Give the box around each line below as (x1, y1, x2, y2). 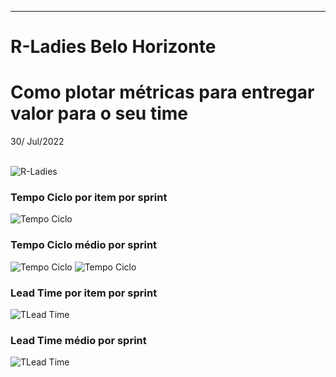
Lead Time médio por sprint (10, 333, 147, 347)
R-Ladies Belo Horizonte (10, 36, 217, 58)
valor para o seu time (10, 102, 188, 125)
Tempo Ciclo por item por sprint (10, 191, 168, 205)
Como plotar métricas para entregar (10, 81, 315, 104)
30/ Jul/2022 (10, 136, 65, 148)
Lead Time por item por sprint (10, 286, 158, 300)
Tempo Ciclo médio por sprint (10, 238, 158, 252)
